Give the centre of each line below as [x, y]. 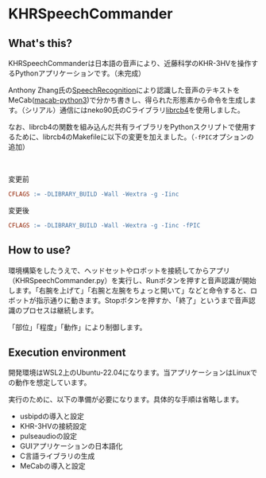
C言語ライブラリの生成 [57, 456]
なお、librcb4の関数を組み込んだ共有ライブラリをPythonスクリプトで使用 [129, 127]
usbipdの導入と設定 [52, 416]
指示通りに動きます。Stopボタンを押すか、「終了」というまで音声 [142, 300]
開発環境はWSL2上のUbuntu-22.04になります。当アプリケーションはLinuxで [133, 373]
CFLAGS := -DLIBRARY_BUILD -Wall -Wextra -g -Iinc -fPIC [104, 225]
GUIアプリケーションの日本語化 [71, 446]
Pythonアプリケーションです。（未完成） [80, 73]
